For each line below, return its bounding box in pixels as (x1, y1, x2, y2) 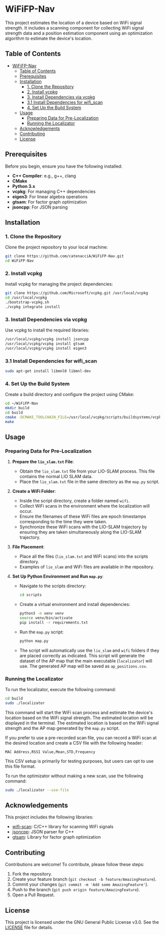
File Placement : (12, 544, 45, 550)
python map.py (19, 638, 49, 643)
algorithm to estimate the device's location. (5, 35, 92, 41)
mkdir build (5, 406, 29, 411)
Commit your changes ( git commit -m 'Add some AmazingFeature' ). (12, 881, 149, 887)
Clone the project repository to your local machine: (5, 244, 108, 250)
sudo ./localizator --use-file (5, 787, 69, 792)
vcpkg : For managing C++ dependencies (12, 188, 96, 194)
